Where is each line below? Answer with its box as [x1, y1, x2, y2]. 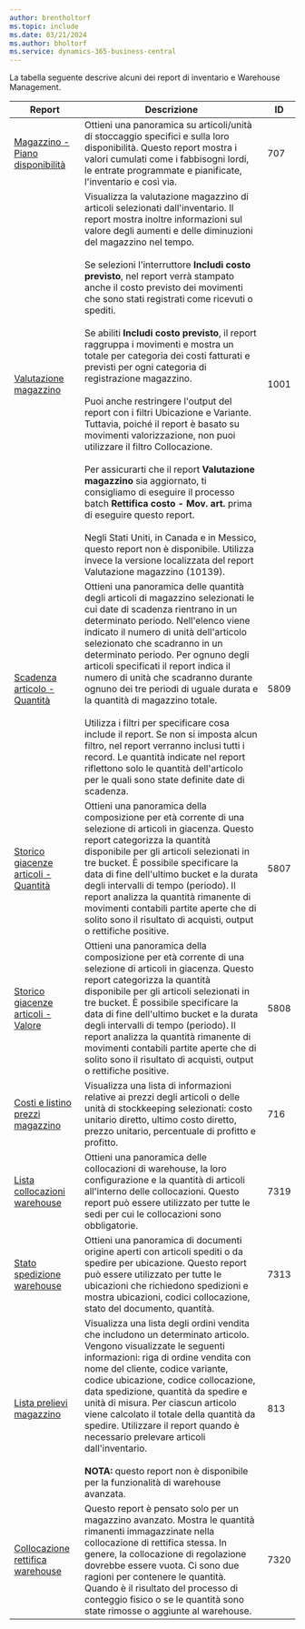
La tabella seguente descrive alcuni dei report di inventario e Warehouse [9, 72, 280, 83]
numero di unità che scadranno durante [84, 671, 253, 684]
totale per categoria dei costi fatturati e [84, 349, 251, 362]
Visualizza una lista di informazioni [84, 1080, 231, 1092]
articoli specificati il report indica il [84, 660, 231, 673]
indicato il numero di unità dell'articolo [84, 626, 248, 639]
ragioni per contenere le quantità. [84, 1571, 227, 1584]
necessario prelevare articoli [84, 1431, 206, 1443]
